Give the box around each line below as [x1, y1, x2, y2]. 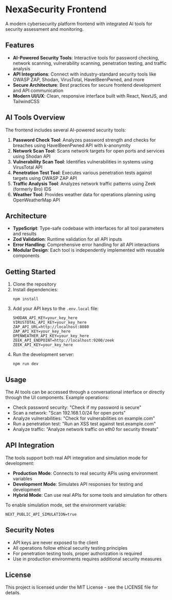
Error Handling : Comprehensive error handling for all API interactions [12, 241, 160, 248]
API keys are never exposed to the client [12, 539, 99, 546]
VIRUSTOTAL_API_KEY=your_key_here [12, 320, 87, 325]
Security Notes [5, 526, 55, 535]
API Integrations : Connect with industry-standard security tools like [12, 71, 157, 77]
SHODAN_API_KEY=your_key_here [12, 315, 78, 321]
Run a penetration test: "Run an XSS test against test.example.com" [12, 421, 156, 427]
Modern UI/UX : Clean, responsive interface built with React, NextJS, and [12, 92, 167, 99]
